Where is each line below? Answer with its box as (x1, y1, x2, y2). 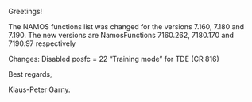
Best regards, (8, 70, 52, 78)
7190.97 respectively (8, 39, 76, 48)
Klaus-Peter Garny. (8, 85, 71, 94)
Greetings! (8, 7, 43, 16)
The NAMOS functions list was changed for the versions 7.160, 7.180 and (8, 22, 245, 31)
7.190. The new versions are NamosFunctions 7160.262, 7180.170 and (8, 31, 235, 40)
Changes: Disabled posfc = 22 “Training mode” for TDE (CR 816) (8, 55, 220, 63)
